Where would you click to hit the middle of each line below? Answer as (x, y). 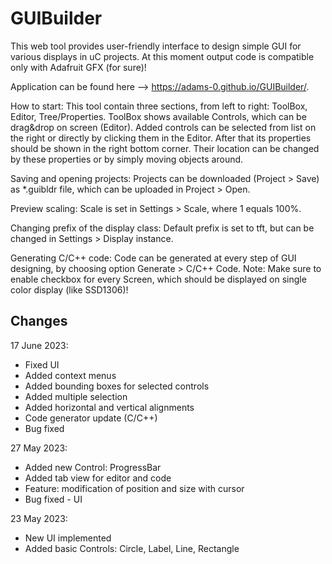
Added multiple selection (76, 396)
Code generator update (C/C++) (91, 418)
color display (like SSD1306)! (69, 289)
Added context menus (70, 375)
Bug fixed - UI (53, 499)
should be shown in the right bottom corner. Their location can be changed (165, 148)
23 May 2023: (39, 518)
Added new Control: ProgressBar (93, 467)
